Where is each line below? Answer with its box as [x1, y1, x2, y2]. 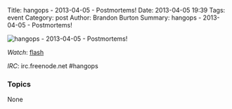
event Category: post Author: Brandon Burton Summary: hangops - [7, 13, 202, 22]
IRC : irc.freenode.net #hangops [7, 62, 98, 70]
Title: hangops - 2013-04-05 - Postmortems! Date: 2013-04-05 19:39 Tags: [7, 6, 226, 14]
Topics [7, 79, 32, 89]
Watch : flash [7, 49, 44, 56]
